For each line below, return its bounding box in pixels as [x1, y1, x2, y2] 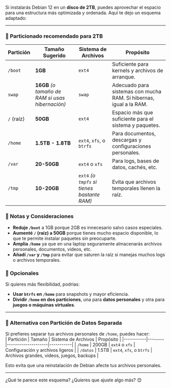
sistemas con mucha [111, 88, 162, 95]
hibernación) [35, 101, 66, 108]
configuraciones [111, 143, 151, 150]
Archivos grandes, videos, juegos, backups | [5, 352, 99, 358]
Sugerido [43, 52, 66, 59]
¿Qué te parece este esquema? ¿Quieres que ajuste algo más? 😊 [5, 377, 142, 383]
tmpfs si [78, 178, 97, 185]
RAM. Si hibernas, [111, 94, 155, 101]
